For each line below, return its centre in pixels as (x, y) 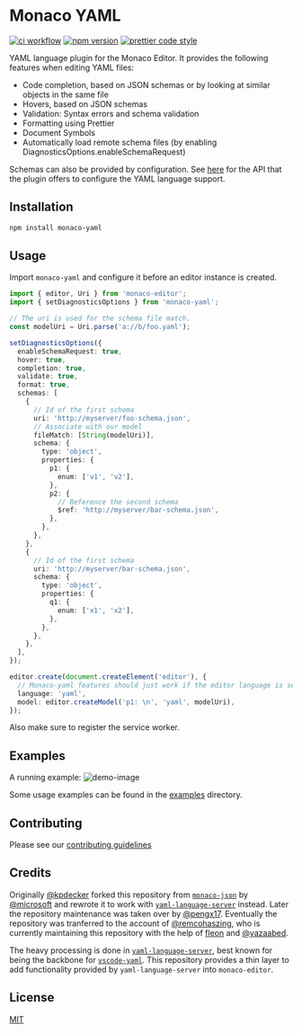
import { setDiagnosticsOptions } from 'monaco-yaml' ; (114, 302)
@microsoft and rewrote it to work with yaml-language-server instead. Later (149, 904)
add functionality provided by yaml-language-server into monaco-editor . (142, 969)
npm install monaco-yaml (56, 227)
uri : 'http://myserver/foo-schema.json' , (112, 418)
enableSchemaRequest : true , (70, 352)
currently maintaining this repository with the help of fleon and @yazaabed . (149, 932)
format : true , (44, 385)
